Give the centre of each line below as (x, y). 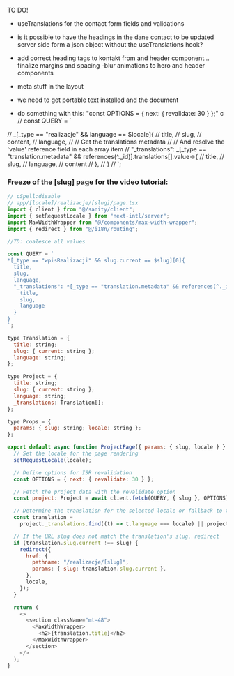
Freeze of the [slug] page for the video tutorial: (88, 182)
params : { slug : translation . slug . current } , (100, 569)
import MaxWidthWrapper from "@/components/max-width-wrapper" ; (102, 223)
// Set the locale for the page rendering (76, 454)
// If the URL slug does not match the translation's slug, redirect (116, 536)
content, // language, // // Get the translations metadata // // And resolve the (116, 142)
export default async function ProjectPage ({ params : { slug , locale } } (117, 447)
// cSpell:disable (34, 197)
